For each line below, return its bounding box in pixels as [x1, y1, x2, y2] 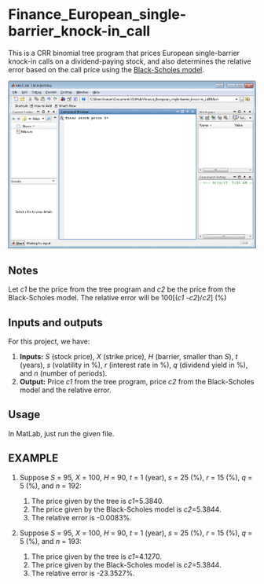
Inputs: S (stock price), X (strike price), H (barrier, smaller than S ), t [19, 352, 238, 362]
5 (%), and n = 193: [19, 536, 82, 545]
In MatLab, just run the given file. [8, 428, 115, 438]
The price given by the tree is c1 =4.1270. [31, 552, 163, 561]
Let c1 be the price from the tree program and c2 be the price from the [8, 285, 236, 294]
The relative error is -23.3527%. [31, 568, 135, 578]
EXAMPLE [8, 452, 59, 465]
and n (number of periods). [19, 369, 108, 378]
